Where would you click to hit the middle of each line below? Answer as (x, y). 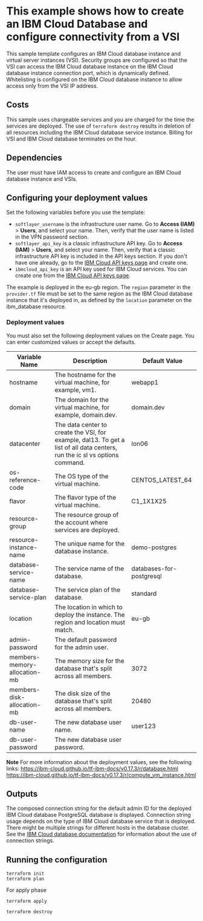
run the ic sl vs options (87, 455)
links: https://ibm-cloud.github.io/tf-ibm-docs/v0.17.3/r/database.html (92, 768)
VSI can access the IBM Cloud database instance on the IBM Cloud (90, 66)
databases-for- (154, 569)
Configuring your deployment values (77, 198)
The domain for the (82, 400)
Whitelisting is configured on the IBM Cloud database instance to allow (94, 79)
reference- (25, 480)
